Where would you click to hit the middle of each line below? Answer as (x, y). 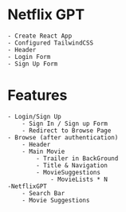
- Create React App (40, 36)
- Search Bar (43, 193)
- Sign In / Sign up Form (65, 124)
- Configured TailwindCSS (50, 43)
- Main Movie (43, 151)
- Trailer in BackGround (77, 158)
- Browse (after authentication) (63, 137)
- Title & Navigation (72, 165)
